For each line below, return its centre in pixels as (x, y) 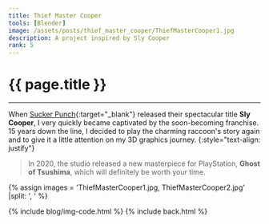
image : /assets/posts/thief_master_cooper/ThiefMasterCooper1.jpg (121, 30)
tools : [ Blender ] (37, 23)
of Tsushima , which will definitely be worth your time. (116, 172)
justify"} (22, 148)
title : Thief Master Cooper (55, 16)
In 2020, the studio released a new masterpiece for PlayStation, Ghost (144, 163)
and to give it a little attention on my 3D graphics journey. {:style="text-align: (134, 140)
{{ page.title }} (58, 85)
